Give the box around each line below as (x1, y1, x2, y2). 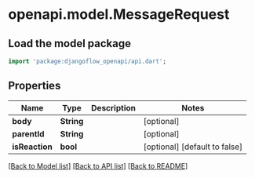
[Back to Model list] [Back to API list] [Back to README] (8, 161, 188, 170)
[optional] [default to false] (143, 141, 243, 152)
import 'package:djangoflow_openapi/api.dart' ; (8, 57, 167, 65)
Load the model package (8, 37, 132, 50)
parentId (12, 128, 45, 139)
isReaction (12, 141, 53, 152)
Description (91, 102, 136, 113)
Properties (8, 79, 61, 93)
